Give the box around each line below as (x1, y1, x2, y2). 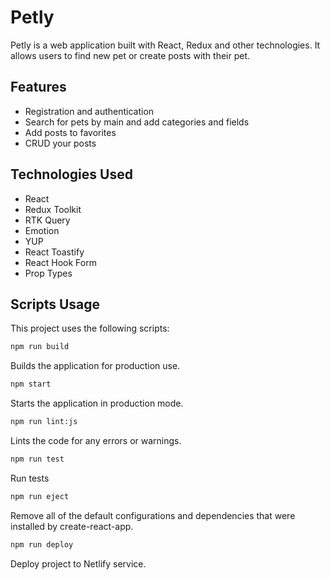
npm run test (10, 454, 65, 464)
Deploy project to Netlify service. (10, 557, 147, 570)
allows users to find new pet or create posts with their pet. (10, 49, 251, 61)
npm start (10, 379, 52, 390)
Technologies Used (10, 166, 133, 183)
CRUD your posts (24, 137, 97, 149)
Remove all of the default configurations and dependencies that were (10, 509, 296, 521)
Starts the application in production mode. (10, 397, 184, 410)
